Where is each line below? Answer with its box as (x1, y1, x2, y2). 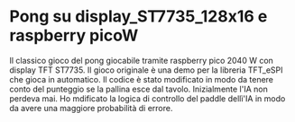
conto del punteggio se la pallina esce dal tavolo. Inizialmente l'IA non (9, 83, 268, 94)
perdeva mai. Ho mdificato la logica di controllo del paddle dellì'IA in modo (9, 92, 286, 104)
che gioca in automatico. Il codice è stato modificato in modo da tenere (9, 74, 273, 84)
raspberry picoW (9, 25, 139, 46)
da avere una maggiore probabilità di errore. (9, 102, 173, 113)
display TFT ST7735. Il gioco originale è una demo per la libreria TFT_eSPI (9, 65, 283, 75)
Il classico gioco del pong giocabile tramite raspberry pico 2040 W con (9, 55, 273, 65)
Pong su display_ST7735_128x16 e (9, 6, 268, 27)
